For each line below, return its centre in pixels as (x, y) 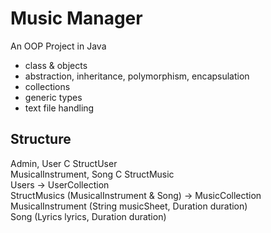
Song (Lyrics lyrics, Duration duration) (88, 216)
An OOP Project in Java (58, 46)
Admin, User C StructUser (64, 163)
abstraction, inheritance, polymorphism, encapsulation (137, 76)
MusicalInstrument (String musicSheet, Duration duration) (129, 206)
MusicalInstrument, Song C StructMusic (92, 174)
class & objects (56, 65)
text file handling (59, 108)
